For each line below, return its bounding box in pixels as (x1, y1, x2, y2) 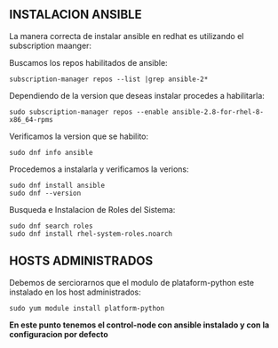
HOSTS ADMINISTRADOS (9, 254, 154, 269)
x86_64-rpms (9, 115, 53, 124)
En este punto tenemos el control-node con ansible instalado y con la (9, 320, 270, 330)
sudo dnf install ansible (9, 181, 105, 190)
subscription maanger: (9, 40, 91, 51)
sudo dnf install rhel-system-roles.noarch (9, 229, 173, 239)
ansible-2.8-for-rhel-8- (171, 107, 265, 117)
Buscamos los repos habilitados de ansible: (9, 57, 168, 68)
